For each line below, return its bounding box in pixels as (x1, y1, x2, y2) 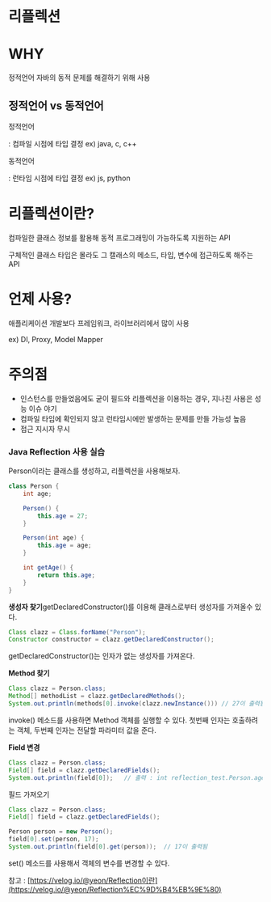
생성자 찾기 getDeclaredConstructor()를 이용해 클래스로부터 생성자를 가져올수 (8, 602, 253, 612)
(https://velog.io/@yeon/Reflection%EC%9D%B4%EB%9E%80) (8, 884, 222, 894)
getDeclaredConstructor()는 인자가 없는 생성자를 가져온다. (8, 651, 195, 661)
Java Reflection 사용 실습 (8, 446, 105, 457)
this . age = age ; (37, 541, 92, 550)
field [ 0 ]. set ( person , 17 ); (8, 835, 99, 844)
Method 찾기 (8, 668, 50, 678)
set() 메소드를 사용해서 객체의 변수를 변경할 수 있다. (8, 858, 170, 868)
